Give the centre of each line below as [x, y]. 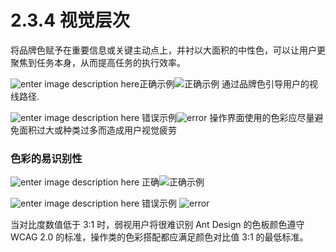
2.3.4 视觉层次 [70, 20]
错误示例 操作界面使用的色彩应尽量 [228, 117]
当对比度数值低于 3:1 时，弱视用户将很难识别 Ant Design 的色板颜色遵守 [157, 225]
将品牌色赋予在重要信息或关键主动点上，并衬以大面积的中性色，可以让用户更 [168, 50]
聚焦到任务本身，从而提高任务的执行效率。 [98, 62]
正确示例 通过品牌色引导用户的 [224, 83]
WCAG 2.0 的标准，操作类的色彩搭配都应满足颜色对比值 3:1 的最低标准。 [159, 237]
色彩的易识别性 [46, 158]
